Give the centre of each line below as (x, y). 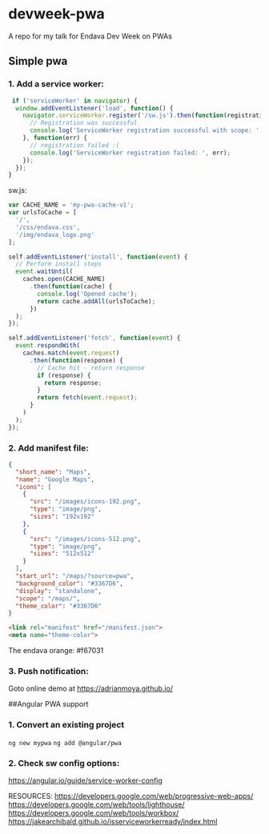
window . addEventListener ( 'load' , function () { (94, 108)
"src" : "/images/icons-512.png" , (85, 539)
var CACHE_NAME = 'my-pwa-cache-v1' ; (71, 205)
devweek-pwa (57, 14)
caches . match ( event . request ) (71, 353)
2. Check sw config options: (64, 763)
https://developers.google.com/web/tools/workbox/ (94, 812)
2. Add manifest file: (49, 447)
